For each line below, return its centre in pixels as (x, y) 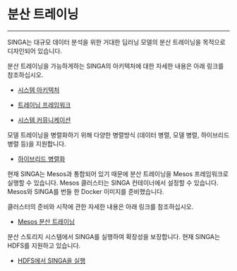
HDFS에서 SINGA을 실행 (51, 260)
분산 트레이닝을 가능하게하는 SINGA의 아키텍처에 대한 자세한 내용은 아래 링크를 (116, 66)
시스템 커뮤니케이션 (44, 120)
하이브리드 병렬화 (41, 158)
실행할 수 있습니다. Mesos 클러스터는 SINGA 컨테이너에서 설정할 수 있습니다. (113, 183)
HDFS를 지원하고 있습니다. (44, 246)
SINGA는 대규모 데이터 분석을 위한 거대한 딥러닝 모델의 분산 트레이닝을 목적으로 (116, 42)
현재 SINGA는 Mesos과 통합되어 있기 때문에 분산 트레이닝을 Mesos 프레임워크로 (118, 173)
